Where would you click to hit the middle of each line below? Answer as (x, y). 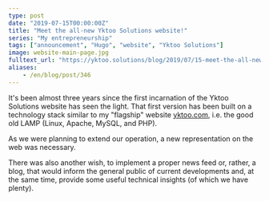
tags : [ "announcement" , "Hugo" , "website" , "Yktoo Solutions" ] (116, 45)
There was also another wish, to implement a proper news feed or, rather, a (132, 162)
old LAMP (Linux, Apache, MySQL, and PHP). (83, 123)
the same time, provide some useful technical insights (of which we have (128, 179)
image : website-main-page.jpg (59, 53)
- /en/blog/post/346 (57, 75)
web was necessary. (42, 147)
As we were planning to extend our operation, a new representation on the (131, 138)
